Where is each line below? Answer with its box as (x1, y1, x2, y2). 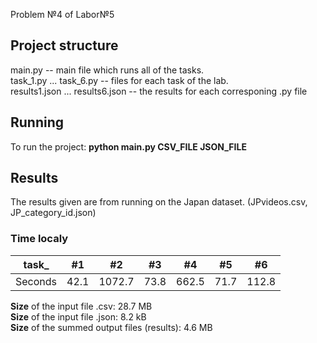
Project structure (10, 37, 119, 54)
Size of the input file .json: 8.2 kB (10, 310, 147, 323)
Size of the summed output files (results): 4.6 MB (10, 321, 213, 333)
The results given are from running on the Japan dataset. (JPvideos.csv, (10, 196, 308, 208)
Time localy (10, 232, 69, 246)
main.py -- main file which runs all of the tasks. (10, 64, 205, 76)
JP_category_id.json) (10, 207, 97, 219)
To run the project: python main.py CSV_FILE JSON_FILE (10, 140, 247, 153)
